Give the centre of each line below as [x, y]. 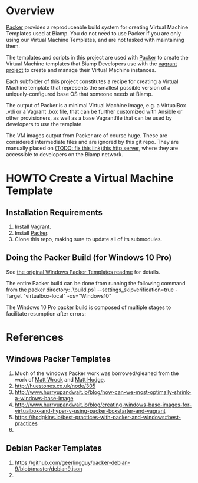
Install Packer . [32, 233]
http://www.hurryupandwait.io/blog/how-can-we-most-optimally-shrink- [103, 392]
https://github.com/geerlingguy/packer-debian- [72, 462]
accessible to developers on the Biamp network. [65, 154]
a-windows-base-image [44, 398]
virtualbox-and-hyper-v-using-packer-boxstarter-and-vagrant [90, 410]
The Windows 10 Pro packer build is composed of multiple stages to [89, 307]
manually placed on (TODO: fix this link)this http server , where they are [92, 148]
